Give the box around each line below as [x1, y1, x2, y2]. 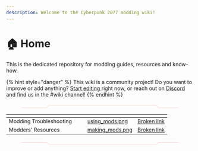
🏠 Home [6, 37, 51, 50]
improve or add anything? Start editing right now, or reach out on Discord [6, 85, 186, 92]
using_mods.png [87, 118, 128, 125]
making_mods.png [87, 126, 133, 133]
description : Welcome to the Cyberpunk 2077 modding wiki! [6, 9, 156, 15]
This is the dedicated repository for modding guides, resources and [6, 60, 171, 68]
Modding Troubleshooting [8, 118, 73, 125]
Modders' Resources [8, 126, 60, 133]
